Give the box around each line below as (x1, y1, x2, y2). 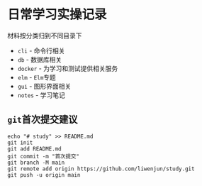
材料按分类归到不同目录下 (7, 31, 82, 40)
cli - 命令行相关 (17, 46, 65, 55)
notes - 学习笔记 (17, 90, 65, 99)
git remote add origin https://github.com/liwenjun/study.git (7, 165, 195, 173)
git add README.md (7, 145, 62, 153)
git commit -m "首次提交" (7, 153, 80, 160)
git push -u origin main (7, 171, 81, 178)
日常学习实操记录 (7, 6, 108, 23)
